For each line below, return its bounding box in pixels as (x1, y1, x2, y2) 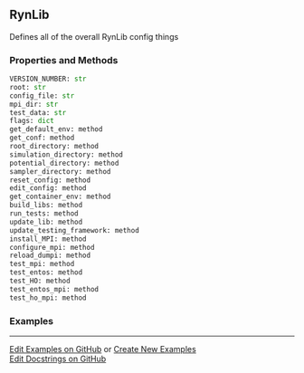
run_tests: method (9, 209, 79, 218)
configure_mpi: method (9, 243, 95, 252)
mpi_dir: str (9, 100, 59, 109)
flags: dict (9, 117, 54, 126)
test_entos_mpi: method (9, 284, 100, 293)
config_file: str (9, 91, 75, 100)
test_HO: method (9, 276, 71, 286)
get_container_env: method (9, 192, 111, 202)
